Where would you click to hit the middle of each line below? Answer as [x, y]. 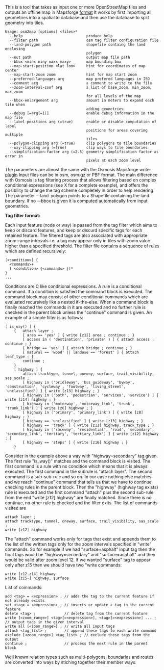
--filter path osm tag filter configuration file [84, 40]
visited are [16, 508]
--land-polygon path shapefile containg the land [78, 45]
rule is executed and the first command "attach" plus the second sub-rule [79, 492]
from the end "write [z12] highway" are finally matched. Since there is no [78, 498]
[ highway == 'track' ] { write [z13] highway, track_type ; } [88, 425]
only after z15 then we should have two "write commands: [64, 565]
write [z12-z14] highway [30, 574]
